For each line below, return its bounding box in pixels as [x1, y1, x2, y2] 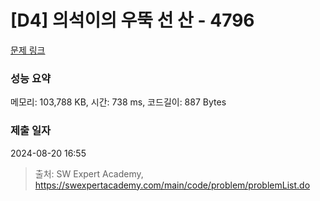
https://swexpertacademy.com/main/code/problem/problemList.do [34, 179, 311, 191]
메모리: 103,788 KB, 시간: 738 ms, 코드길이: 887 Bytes [10, 96, 227, 108]
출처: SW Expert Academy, [34, 167, 144, 180]
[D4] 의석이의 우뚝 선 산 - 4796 [10, 9, 255, 32]
